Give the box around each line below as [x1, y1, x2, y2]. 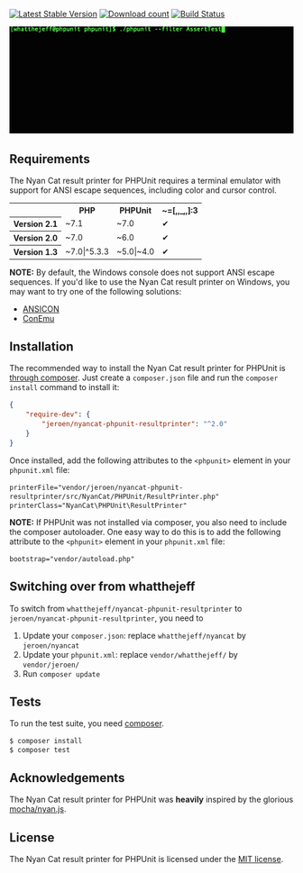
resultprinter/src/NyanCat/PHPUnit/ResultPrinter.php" [9, 492, 220, 501]
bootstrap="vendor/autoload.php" [9, 554, 135, 563]
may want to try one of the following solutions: [9, 286, 182, 296]
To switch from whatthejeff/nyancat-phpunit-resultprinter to [9, 603, 243, 614]
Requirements [9, 151, 90, 167]
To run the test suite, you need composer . [9, 718, 165, 729]
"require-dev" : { [25, 410, 91, 419]
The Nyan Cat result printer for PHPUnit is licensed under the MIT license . [9, 854, 284, 865]
